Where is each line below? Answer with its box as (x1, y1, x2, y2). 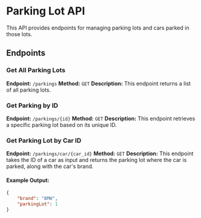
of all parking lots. (6, 86, 51, 93)
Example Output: (6, 176, 49, 184)
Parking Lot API (6, 4, 86, 18)
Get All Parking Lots (6, 66, 66, 75)
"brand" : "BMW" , (17, 196, 59, 202)
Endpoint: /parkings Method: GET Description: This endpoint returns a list (6, 79, 191, 87)
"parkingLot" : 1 (17, 201, 59, 207)
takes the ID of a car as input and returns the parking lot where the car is (6, 157, 187, 164)
